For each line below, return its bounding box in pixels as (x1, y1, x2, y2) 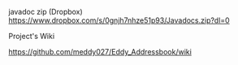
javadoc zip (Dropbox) (8, 7, 83, 16)
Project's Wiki (8, 32, 55, 41)
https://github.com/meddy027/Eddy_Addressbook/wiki (8, 47, 193, 56)
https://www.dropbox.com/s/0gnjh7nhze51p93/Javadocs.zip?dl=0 (8, 15, 230, 25)
